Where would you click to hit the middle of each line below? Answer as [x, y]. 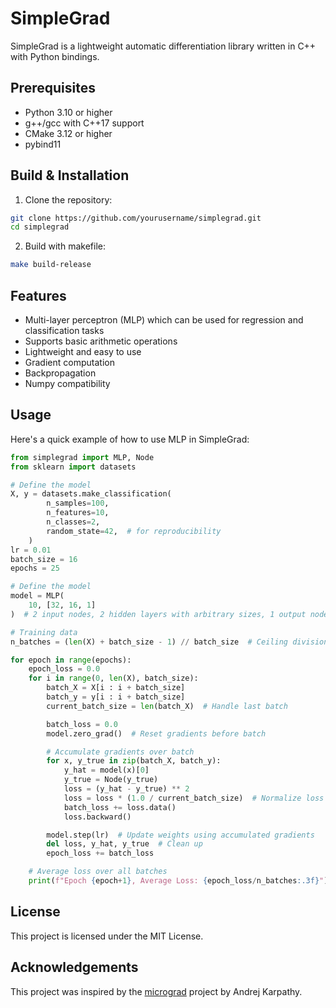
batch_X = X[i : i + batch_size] [116, 688]
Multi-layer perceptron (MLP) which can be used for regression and [164, 320]
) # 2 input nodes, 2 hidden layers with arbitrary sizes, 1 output [158, 614]
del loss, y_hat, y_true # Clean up [124, 844]
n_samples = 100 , [78, 503]
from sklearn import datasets [73, 467]
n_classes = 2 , [73, 522]
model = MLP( [37, 596]
